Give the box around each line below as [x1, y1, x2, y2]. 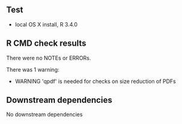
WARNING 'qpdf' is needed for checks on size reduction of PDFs [14, 78, 176, 85]
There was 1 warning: [6, 66, 60, 73]
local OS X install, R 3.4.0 [14, 20, 78, 28]
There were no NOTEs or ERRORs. [6, 54, 92, 61]
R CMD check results [6, 39, 87, 49]
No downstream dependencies [6, 111, 83, 118]
